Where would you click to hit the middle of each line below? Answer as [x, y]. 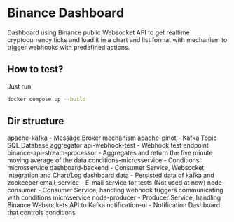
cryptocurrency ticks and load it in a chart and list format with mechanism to [117, 39]
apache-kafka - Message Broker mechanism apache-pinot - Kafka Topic [112, 138]
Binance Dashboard [66, 13]
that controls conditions [41, 213]
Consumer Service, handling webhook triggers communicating [133, 190]
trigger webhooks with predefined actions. [69, 47]
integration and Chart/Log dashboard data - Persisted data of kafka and [111, 175]
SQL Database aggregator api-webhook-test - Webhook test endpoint [108, 145]
